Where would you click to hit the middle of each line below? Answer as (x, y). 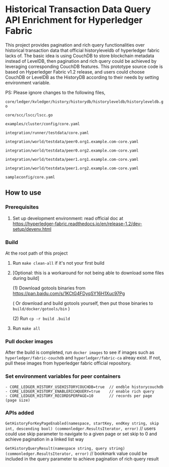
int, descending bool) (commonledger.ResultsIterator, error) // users (80, 428)
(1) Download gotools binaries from (49, 288)
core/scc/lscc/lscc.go (29, 115)
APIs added (20, 413)
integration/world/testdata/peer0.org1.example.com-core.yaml (72, 141)
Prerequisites (22, 207)
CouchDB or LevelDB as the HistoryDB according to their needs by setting (82, 77)
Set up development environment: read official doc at (68, 218)
